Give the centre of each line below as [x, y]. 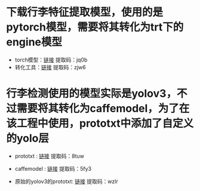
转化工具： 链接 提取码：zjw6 [50, 67]
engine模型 [34, 42]
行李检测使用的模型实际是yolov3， [92, 94]
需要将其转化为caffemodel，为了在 [103, 109]
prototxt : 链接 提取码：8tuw [50, 156]
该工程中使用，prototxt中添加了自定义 [100, 124]
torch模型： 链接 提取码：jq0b [51, 60]
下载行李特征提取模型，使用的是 [85, 12]
